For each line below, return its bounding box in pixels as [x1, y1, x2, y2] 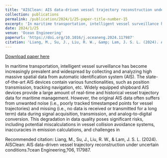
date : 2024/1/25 [5, 26, 39, 31]
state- [146, 73, 158, 80]
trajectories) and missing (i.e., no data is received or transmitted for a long [5, 105, 157, 111]
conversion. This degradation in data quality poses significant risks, [5, 116, 144, 122]
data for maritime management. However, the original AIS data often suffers [5, 95, 160, 101]
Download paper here [5, 53, 50, 59]
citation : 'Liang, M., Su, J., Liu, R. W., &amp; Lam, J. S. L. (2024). [5, 40, 159, 45]
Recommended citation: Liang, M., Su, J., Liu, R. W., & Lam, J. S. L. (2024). [5, 136, 158, 142]
